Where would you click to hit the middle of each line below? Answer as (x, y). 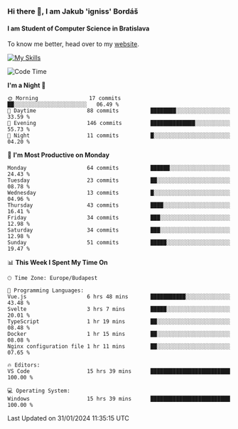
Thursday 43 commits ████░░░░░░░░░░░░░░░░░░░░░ (119, 205)
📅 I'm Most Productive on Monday (59, 155)
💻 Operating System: (39, 391)
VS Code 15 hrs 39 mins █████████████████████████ (119, 371)
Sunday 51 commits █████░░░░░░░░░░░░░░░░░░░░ (119, 243)
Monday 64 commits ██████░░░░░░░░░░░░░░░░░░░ (119, 168)
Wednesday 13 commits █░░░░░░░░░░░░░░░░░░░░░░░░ (119, 193)
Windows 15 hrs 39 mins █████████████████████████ (119, 399)
